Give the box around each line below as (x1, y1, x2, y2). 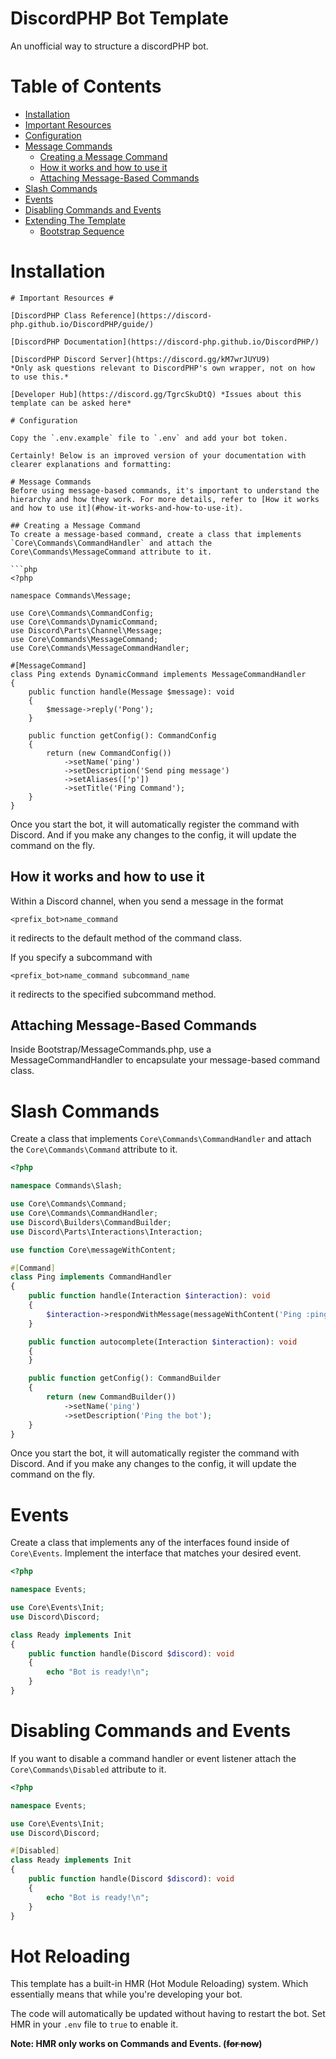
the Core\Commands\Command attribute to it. (10, 1143, 178, 1156)
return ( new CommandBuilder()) (46, 1392, 177, 1402)
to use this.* (10, 372, 70, 382)
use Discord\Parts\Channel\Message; (10, 625, 163, 636)
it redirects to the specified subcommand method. (10, 988, 217, 1000)
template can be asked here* (10, 398, 132, 408)
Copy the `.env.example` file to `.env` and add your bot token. (10, 433, 288, 443)
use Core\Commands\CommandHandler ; (10, 1208, 159, 1218)
